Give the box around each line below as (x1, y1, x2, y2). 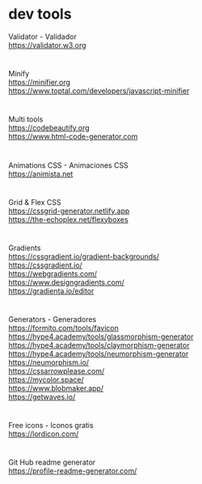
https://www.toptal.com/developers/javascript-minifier (8, 86, 190, 96)
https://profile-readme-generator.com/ (8, 466, 137, 476)
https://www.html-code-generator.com (8, 131, 138, 142)
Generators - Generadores (8, 315, 97, 324)
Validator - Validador (8, 32, 77, 41)
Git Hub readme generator (8, 457, 96, 467)
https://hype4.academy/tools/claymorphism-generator (8, 341, 190, 350)
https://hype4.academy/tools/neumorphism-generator (8, 349, 189, 359)
